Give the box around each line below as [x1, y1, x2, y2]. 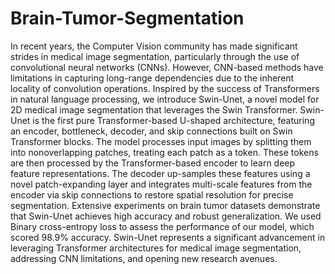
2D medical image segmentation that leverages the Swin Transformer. [10, 103, 298, 116]
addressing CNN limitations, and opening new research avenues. [10, 252, 278, 264]
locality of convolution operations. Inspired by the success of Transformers [10, 82, 320, 94]
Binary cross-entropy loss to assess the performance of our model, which [10, 220, 315, 232]
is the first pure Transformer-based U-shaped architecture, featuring [32, 114, 315, 126]
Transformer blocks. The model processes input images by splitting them [10, 135, 312, 147]
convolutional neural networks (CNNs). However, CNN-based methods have [10, 61, 324, 73]
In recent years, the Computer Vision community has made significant [10, 40, 298, 52]
